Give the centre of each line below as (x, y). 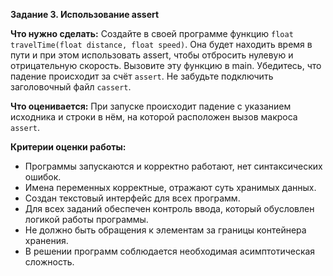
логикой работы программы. (86, 219)
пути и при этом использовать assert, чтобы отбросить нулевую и (152, 55)
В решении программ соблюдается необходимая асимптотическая (170, 251)
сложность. (49, 262)
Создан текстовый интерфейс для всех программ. (132, 198)
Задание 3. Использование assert (85, 14)
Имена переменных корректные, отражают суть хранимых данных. (170, 187)
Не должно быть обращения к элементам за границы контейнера (165, 230)
